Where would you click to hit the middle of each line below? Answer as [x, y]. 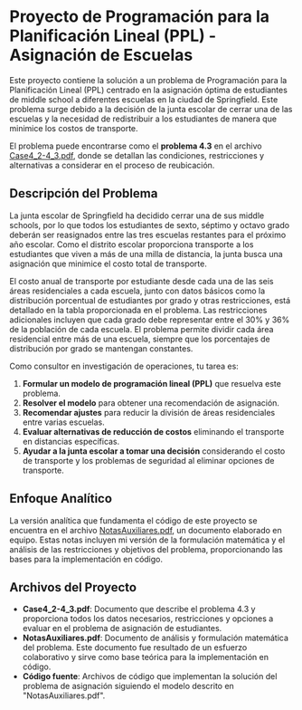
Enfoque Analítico [61, 499]
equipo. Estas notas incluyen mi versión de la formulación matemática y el [147, 540]
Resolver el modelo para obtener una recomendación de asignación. [151, 403]
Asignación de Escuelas [101, 55]
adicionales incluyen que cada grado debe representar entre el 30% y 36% [150, 320]
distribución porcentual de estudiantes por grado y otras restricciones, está [150, 300]
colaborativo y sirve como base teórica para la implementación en [146, 657]
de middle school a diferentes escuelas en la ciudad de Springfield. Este [144, 99]
